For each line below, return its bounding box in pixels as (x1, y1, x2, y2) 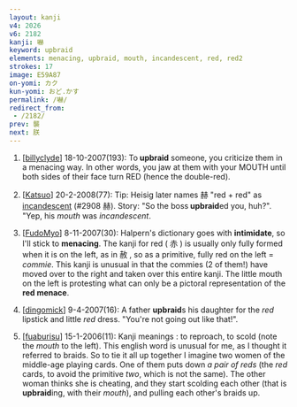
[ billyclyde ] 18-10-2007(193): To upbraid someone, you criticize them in (21, 152, 283, 163)
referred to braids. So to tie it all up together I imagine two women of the (21, 349, 286, 360)
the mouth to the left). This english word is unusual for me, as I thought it (21, 340, 287, 350)
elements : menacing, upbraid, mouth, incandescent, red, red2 (9, 54, 243, 63)
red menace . (21, 287, 70, 297)
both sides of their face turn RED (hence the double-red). (21, 171, 232, 181)
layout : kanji (9, 12, 62, 22)
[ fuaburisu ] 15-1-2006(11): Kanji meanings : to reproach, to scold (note (21, 331, 278, 342)
